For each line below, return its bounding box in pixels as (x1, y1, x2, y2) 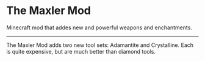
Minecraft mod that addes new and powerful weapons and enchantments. (6, 24, 192, 31)
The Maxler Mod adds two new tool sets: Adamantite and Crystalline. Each (6, 41, 194, 49)
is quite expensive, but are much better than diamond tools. (6, 48, 156, 55)
